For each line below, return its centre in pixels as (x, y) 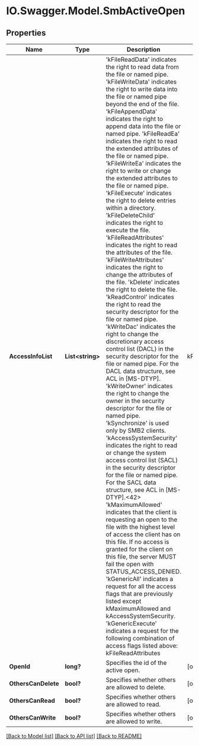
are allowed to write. (134, 721)
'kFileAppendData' (131, 111)
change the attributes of (139, 275)
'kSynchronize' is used (137, 423)
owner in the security (135, 401)
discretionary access (135, 341)
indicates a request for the (142, 631)
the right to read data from (142, 67)
